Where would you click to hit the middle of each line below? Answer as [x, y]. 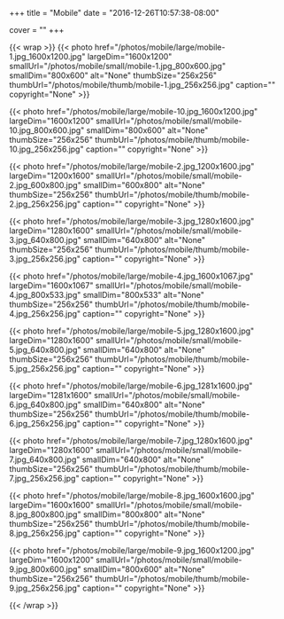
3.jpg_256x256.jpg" [45, 259]
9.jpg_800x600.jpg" [45, 569]
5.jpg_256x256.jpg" [45, 368]
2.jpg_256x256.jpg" [45, 204]
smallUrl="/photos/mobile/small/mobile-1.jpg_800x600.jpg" [118, 66]
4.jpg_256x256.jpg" [45, 313]
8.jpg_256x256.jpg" [45, 533]
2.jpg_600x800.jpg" [45, 185]
